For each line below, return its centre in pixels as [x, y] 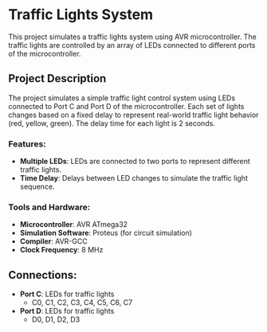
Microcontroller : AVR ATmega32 [74, 225]
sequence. [37, 187]
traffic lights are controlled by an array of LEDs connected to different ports [132, 45]
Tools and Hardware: [49, 207]
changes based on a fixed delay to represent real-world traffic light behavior [133, 115]
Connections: [43, 275]
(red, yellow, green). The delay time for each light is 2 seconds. [112, 123]
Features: [27, 143]
